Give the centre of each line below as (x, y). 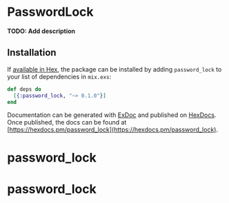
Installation (32, 53)
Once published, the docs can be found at (67, 122)
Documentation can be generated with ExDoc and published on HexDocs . (112, 115)
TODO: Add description (41, 31)
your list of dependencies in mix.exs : (59, 76)
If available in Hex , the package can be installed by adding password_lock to (114, 69)
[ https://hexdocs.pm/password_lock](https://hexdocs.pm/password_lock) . (113, 130)
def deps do (24, 89)
